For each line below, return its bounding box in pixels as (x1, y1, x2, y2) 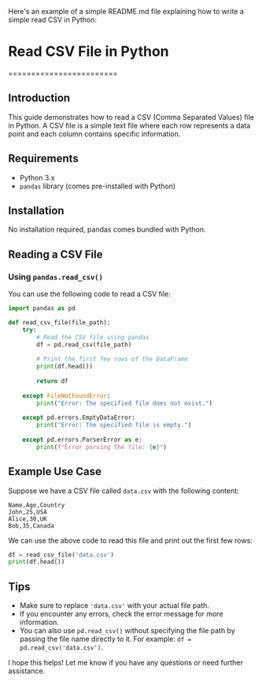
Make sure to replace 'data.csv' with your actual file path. (19, 601, 210, 610)
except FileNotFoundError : (22, 391, 111, 400)
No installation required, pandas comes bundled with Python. (8, 224, 206, 235)
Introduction (8, 91, 71, 105)
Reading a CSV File (8, 247, 104, 261)
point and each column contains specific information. (8, 129, 181, 139)
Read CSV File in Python (8, 43, 169, 61)
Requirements (8, 152, 79, 165)
